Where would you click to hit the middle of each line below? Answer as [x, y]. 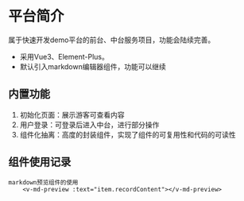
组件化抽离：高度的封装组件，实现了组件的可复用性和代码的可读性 [128, 134]
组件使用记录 [40, 162]
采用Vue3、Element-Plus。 [64, 56]
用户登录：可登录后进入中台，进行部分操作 [89, 125]
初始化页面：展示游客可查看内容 [72, 114]
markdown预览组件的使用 [43, 182]
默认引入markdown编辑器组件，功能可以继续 [93, 66]
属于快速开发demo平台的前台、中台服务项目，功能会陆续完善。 [112, 40]
